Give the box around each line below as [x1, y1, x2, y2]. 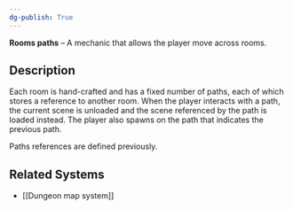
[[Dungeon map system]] [21, 191, 115, 201]
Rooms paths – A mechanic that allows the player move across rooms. [9, 37, 267, 48]
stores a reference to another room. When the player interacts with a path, [9, 96, 281, 106]
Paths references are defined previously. [9, 141, 158, 152]
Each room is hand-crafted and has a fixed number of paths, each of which [9, 86, 284, 97]
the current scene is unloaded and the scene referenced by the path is [9, 105, 267, 116]
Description [9, 63, 75, 78]
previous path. [9, 124, 62, 135]
